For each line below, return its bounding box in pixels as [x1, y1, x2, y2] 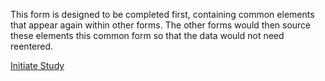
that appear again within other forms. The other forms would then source [10, 19, 312, 31]
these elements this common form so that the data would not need [10, 30, 285, 41]
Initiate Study [10, 60, 65, 71]
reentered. [10, 40, 54, 52]
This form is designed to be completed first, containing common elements [10, 9, 315, 20]
